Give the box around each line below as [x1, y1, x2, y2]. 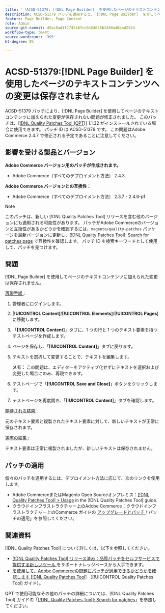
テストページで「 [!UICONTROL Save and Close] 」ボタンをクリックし [12, 381, 154, 387]
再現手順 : [5, 290, 25, 296]
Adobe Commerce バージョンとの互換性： [5, 183, 91, 189]
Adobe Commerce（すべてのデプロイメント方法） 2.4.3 [12, 172, 125, 178]
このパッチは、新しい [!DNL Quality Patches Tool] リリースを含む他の [5, 213, 145, 219]
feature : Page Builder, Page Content [5, 16, 82, 21]
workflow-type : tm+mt [5, 30, 50, 35]
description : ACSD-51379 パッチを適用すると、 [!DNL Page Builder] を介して [5, 12, 157, 17]
